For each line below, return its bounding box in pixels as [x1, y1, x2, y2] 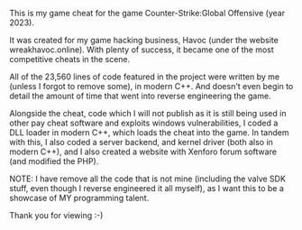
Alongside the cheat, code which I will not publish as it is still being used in [9, 108, 287, 118]
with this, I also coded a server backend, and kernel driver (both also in [9, 137, 273, 147]
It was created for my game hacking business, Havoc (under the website [9, 35, 279, 45]
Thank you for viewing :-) [9, 210, 104, 220]
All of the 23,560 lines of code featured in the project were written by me [9, 71, 280, 82]
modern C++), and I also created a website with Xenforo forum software [9, 146, 278, 157]
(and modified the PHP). [9, 156, 99, 166]
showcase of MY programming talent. [9, 193, 150, 203]
